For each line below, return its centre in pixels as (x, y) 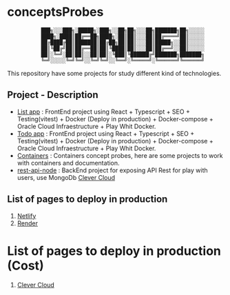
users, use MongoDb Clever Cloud (66, 177)
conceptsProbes (55, 12)
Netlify (27, 216)
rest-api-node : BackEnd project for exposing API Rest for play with (112, 170)
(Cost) (25, 265)
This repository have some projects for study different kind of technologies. (114, 73)
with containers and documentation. (68, 163)
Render (28, 223)
